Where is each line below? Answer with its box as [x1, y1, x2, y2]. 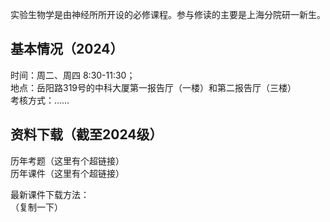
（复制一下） [10, 201, 63, 213]
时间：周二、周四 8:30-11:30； [10, 69, 136, 81]
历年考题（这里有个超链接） [10, 154, 125, 167]
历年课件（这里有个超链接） [10, 167, 125, 179]
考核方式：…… [10, 94, 70, 106]
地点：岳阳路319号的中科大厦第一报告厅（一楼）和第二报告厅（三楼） [10, 81, 297, 93]
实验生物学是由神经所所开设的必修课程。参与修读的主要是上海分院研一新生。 [10, 9, 326, 20]
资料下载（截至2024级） [10, 126, 163, 143]
